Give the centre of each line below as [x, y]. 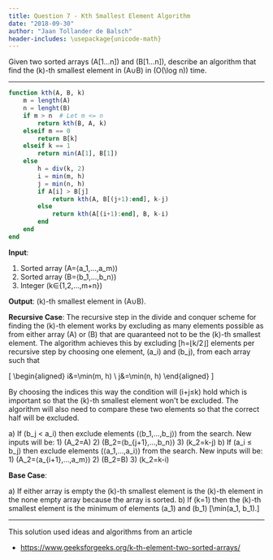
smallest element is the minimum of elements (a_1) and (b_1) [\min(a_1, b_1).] [134, 508]
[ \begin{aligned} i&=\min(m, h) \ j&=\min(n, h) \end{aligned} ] [111, 376]
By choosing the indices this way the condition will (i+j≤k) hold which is [128, 392]
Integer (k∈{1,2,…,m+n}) [61, 285]
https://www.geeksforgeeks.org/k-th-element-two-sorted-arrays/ [130, 547]
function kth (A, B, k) [47, 93]
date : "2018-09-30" [41, 24]
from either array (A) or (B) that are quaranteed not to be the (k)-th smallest [135, 334]
